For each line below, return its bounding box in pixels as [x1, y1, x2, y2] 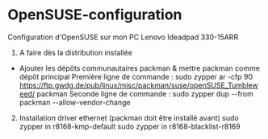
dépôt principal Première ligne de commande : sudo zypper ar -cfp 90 [19, 72, 253, 81]
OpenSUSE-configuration [7, 6, 182, 24]
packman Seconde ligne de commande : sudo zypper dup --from [36, 88, 253, 98]
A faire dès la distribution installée [19, 47, 132, 57]
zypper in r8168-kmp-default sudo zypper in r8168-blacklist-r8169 [19, 121, 241, 131]
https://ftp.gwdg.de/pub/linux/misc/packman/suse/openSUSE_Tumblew [19, 80, 259, 90]
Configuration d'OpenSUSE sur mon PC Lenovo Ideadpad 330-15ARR [7, 32, 239, 42]
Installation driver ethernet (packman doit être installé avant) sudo [19, 112, 239, 122]
